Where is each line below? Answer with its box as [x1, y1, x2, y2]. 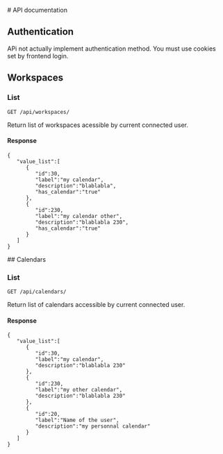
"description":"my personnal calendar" [35, 423, 151, 430]
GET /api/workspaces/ [7, 108, 70, 115]
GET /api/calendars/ [7, 288, 67, 295]
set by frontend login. [7, 51, 69, 60]
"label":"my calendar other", [35, 212, 123, 219]
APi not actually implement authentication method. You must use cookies [7, 44, 217, 53]
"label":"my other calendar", [35, 387, 123, 394]
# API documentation [7, 6, 68, 14]
